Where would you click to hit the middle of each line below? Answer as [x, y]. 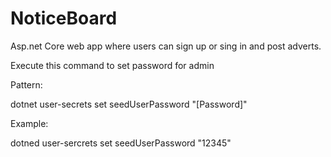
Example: [29, 123]
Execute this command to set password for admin [112, 65]
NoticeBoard [64, 18]
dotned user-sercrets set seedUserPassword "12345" [121, 143]
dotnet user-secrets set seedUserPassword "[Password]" [129, 104]
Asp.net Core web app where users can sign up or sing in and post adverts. [166, 46]
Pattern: [26, 84]
